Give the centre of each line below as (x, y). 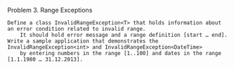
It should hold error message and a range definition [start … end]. (124, 35)
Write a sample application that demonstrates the (83, 41)
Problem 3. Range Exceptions (50, 10)
